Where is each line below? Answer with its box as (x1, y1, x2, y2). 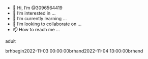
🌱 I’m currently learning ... (12, 16, 67, 21)
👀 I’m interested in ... (12, 10, 56, 16)
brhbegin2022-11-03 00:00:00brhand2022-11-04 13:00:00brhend (5, 48, 143, 54)
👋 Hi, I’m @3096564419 (12, 5, 63, 11)
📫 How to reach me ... (12, 27, 60, 32)
